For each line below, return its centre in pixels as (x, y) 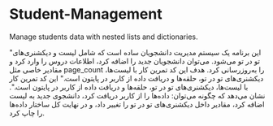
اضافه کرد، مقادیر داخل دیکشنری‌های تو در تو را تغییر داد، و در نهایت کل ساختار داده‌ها (137, 104)
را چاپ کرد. (27, 113)
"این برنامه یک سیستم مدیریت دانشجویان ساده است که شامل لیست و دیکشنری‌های (135, 52)
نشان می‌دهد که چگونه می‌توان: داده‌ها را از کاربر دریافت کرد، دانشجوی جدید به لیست (137, 95)
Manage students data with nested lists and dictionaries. (104, 37)
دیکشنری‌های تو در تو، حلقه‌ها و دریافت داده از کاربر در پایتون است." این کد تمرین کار (136, 78)
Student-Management (86, 14)
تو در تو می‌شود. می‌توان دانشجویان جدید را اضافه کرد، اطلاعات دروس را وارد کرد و (135, 61)
